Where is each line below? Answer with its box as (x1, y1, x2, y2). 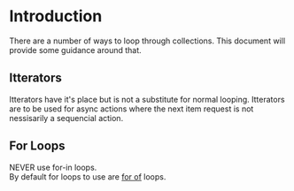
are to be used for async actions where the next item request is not (9, 103, 254, 114)
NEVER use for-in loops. (9, 162, 97, 172)
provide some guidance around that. (9, 44, 142, 55)
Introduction (9, 6, 103, 27)
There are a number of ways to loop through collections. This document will (9, 35, 286, 46)
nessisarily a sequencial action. (9, 112, 124, 123)
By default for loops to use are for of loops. (9, 171, 166, 182)
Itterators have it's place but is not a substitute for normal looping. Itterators (9, 94, 285, 104)
